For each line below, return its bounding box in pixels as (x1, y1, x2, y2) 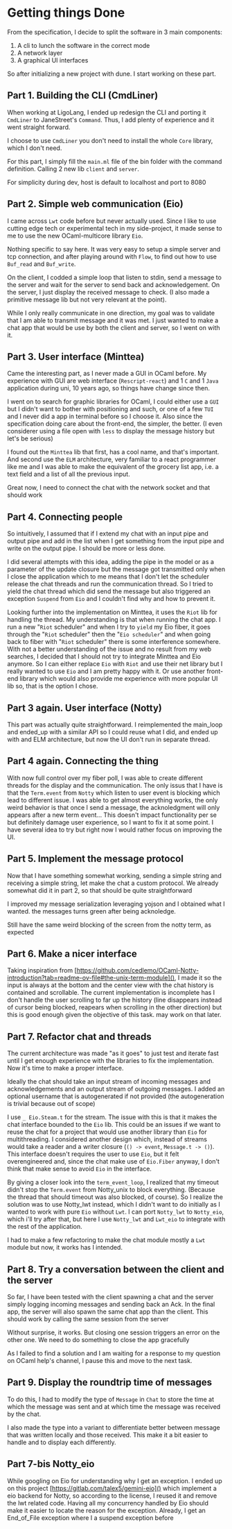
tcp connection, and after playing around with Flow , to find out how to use (7, 252, 217, 261)
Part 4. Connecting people (7, 511, 123, 522)
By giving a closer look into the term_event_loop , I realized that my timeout (7, 1178, 220, 1187)
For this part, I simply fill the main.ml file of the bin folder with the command (7, 157, 222, 165)
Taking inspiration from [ (7, 966, 78, 975)
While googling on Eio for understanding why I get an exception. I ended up (7, 1476, 223, 1485)
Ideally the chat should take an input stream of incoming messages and (7, 1077, 211, 1086)
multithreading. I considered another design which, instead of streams (7, 1135, 208, 1143)
